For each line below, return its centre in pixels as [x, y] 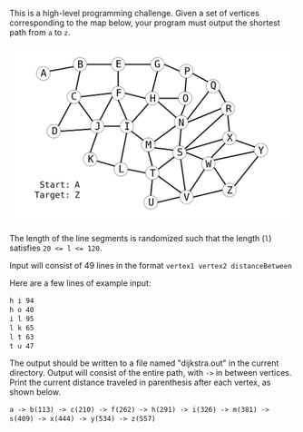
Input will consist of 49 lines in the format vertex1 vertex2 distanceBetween [151, 265]
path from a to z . [40, 32]
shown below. [35, 392]
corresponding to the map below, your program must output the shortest [145, 23]
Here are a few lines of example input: [80, 283]
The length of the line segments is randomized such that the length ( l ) [141, 238]
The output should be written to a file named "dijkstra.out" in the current [144, 363]
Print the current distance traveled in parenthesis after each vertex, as [140, 382]
